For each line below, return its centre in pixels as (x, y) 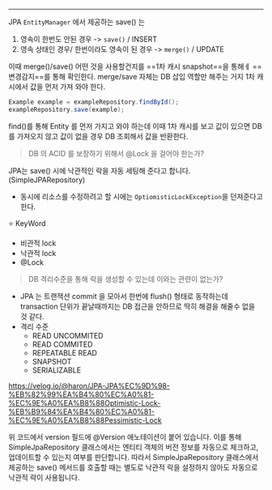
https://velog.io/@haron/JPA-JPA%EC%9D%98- (89, 386)
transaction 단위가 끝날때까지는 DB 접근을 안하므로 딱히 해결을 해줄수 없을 (138, 306)
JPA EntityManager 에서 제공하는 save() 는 (77, 22)
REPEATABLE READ (64, 352)
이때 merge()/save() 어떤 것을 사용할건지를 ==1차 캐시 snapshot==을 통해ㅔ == (135, 66)
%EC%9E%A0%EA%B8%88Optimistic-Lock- (85, 403)
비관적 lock (38, 243)
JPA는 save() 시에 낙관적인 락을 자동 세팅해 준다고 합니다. (100, 170)
